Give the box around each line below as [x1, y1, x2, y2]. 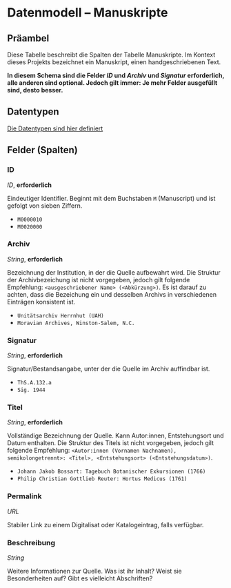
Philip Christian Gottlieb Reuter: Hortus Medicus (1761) [17, 476, 188, 482]
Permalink [7, 491, 42, 501]
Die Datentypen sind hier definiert [7, 124, 103, 133]
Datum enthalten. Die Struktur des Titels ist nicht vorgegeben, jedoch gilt [7, 439, 214, 447]
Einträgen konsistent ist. [7, 297, 76, 306]
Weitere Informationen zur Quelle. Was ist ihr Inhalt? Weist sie [7, 567, 182, 575]
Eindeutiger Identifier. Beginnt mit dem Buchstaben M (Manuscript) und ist [7, 194, 216, 202]
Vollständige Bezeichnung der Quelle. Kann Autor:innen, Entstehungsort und [7, 431, 224, 440]
